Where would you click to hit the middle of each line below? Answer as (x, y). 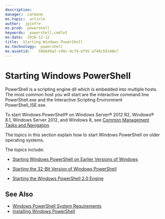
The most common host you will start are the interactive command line (77, 95)
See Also (19, 194)
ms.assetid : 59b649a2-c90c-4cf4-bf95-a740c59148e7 (62, 51)
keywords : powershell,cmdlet (36, 33)
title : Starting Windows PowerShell (44, 42)
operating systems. (25, 140)
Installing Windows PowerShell (44, 212)
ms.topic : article (25, 19)
